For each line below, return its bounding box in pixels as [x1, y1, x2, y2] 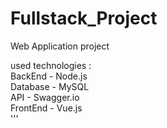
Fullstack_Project [10, 7, 158, 30]
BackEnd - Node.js [10, 70, 88, 82]
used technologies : [10, 59, 92, 71]
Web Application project [10, 40, 110, 52]
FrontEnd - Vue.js [10, 102, 83, 114]
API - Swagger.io [10, 91, 80, 103]
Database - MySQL [10, 80, 90, 92]
